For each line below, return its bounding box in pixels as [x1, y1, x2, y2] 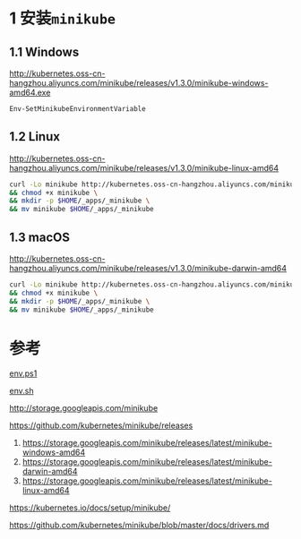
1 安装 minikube [9, 8, 116, 29]
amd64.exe [9, 87, 51, 98]
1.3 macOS [9, 229, 70, 244]
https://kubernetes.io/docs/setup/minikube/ [9, 502, 171, 513]
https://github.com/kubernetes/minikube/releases [9, 420, 193, 431]
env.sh [9, 386, 34, 397]
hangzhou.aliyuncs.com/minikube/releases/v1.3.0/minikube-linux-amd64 [9, 162, 279, 173]
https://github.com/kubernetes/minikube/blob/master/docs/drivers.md [9, 520, 270, 531]
